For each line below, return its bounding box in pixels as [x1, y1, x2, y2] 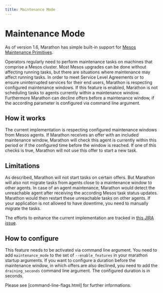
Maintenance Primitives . [5, 49, 54, 55]
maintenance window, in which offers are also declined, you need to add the [5, 263, 158, 268]
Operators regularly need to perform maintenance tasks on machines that [5, 59, 153, 65]
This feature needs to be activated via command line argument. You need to [5, 247, 157, 253]
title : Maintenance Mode [5, 7, 55, 12]
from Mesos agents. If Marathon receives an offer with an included [5, 132, 139, 138]
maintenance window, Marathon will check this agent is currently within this [5, 137, 157, 143]
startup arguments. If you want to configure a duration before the [5, 258, 136, 263]
